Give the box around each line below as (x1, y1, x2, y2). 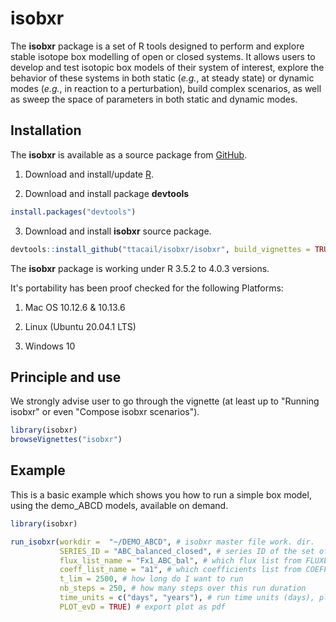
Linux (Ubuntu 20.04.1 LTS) (24, 320, 137, 332)
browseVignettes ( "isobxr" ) (10, 435, 123, 445)
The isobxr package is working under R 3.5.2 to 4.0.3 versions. (10, 262, 270, 274)
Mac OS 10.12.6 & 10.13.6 (24, 301, 126, 313)
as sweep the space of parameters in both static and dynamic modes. (10, 93, 298, 105)
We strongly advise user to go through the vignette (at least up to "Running (10, 395, 320, 407)
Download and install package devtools (24, 187, 190, 199)
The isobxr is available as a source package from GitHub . (10, 148, 248, 161)
